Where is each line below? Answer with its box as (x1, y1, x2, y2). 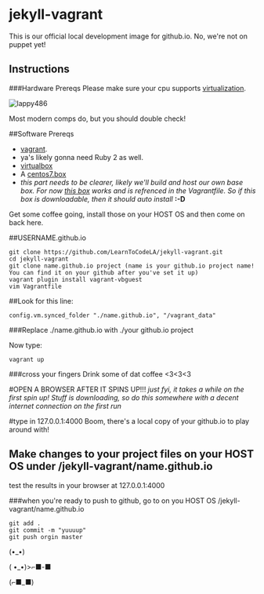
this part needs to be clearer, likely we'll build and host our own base (20, 177, 244, 187)
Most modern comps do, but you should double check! (9, 114, 186, 123)
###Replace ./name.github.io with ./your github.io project (9, 325, 194, 334)
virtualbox (20, 161, 53, 170)
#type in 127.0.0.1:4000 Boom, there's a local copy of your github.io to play (9, 416, 250, 425)
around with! (9, 425, 50, 434)
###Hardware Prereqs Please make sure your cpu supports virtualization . (9, 83, 246, 93)
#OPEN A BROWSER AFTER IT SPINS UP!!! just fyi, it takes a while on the (9, 384, 244, 394)
